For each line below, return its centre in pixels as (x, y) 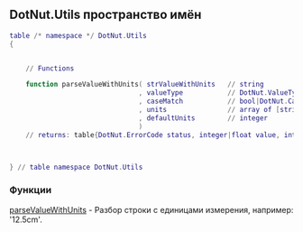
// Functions (50, 68)
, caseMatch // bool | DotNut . (213, 102)
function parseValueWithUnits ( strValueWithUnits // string (145, 85)
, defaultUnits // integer (203, 118)
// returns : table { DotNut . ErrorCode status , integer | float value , (153, 135)
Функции (31, 190)
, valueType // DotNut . (203, 93)
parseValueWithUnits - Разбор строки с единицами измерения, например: (151, 209)
